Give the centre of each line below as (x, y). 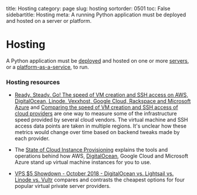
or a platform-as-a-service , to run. (47, 67)
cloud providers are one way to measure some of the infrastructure (96, 114)
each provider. (32, 138)
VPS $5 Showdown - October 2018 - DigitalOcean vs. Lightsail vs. (94, 174)
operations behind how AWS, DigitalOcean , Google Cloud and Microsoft (101, 156)
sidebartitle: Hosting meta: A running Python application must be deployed (96, 15)
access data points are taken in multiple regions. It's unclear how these (100, 126)
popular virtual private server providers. (62, 186)
